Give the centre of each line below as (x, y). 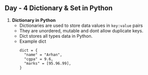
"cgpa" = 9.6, (38, 59)
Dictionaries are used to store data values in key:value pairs (81, 25)
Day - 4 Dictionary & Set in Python (59, 8)
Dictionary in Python (34, 20)
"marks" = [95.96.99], (47, 63)
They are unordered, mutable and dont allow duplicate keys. (81, 31)
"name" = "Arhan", (43, 55)
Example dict (33, 41)
